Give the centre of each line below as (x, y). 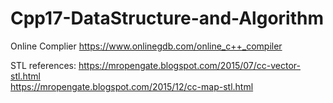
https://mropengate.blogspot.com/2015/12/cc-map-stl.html (132, 86)
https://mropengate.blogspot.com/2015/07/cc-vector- (189, 65)
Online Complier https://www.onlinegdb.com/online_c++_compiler (146, 46)
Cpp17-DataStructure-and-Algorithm (167, 18)
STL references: (43, 65)
